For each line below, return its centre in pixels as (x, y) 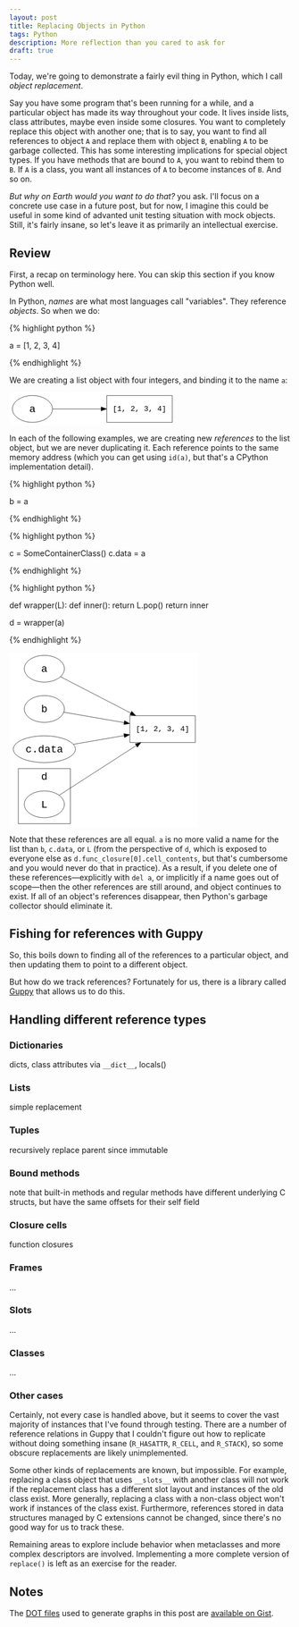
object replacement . (46, 86)
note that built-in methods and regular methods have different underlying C (147, 1192)
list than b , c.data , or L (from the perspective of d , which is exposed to (138, 848)
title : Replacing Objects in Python (77, 26)
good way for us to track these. (67, 1527)
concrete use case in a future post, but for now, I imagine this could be (139, 206)
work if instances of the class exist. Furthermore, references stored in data (146, 1508)
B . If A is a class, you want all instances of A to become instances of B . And (145, 170)
